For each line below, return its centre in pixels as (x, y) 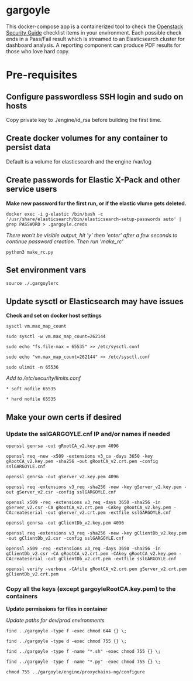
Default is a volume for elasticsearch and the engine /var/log (79, 161)
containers (22, 596)
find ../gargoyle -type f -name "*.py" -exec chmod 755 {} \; (83, 662)
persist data (28, 147)
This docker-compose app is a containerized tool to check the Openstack (94, 26)
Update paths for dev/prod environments (56, 620)
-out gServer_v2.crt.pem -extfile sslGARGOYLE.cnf (108, 513)
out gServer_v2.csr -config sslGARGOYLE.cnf (61, 492)
